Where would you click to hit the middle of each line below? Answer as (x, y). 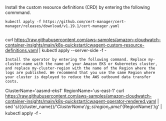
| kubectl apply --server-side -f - (73, 50)
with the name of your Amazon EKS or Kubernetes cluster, (96, 64)
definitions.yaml (22, 50)
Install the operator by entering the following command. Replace (76, 59)
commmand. (18, 12)
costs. (12, 81)
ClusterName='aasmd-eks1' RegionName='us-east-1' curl (65, 90)
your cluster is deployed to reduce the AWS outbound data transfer (78, 77)
